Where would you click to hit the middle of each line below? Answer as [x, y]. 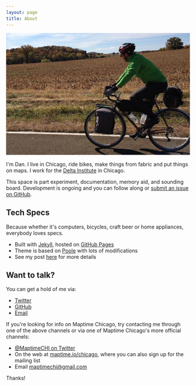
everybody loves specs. [35, 233]
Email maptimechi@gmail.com [51, 367]
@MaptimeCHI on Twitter [45, 348]
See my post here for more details [55, 257]
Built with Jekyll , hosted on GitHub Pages [64, 244]
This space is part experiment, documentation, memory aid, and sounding [95, 182]
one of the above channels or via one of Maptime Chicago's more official [94, 330]
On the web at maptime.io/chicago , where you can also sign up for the [99, 354]
